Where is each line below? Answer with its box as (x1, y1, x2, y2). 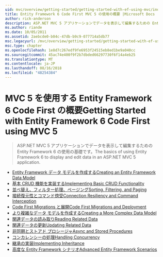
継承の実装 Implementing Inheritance (12, 240, 85, 246)
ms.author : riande (5, 25, 42, 30)
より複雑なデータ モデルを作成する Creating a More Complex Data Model (12, 210, 157, 216)
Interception (12, 198, 36, 204)
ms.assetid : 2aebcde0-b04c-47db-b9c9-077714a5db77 (5, 34, 110, 39)
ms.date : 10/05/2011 (5, 30, 47, 34)
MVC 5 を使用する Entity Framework (5, 93, 152, 104)
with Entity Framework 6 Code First (5, 116, 150, 127)
